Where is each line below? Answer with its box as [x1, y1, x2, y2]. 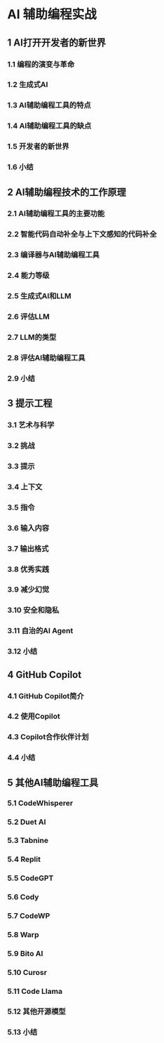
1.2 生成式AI [7, 80, 48, 90]
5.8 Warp [7, 930, 39, 940]
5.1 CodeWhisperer [7, 798, 74, 808]
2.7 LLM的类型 [7, 332, 57, 342]
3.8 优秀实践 [7, 564, 50, 574]
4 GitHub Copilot [7, 668, 82, 681]
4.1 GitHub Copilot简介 [7, 691, 84, 700]
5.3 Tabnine [7, 836, 49, 846]
